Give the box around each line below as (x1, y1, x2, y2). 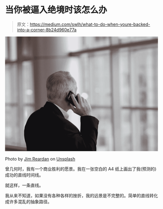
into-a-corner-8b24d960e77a (16, 27, 77, 32)
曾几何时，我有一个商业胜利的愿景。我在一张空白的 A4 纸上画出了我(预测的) (5, 166, 157, 172)
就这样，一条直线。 (5, 182, 44, 188)
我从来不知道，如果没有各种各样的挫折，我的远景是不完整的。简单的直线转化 (5, 193, 158, 198)
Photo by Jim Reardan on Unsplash (5, 156, 75, 161)
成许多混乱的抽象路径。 (5, 198, 52, 204)
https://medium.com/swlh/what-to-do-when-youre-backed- (30, 21, 150, 27)
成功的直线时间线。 (5, 172, 44, 177)
